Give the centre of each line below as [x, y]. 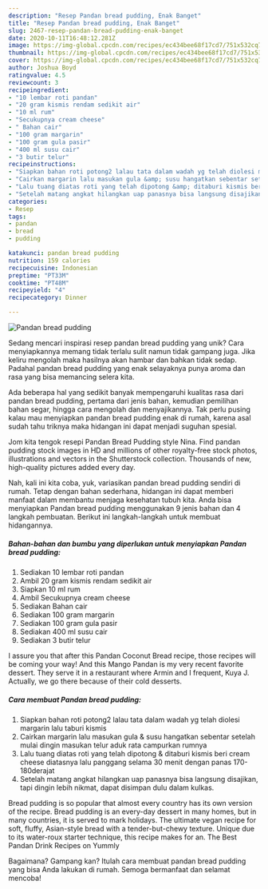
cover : [19, 61]
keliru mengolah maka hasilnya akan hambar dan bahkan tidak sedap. [123, 360]
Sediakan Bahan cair [53, 606]
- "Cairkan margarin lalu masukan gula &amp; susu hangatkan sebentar [128, 179]
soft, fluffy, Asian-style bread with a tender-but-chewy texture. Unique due [132, 828]
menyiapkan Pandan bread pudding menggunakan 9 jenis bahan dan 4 [124, 508]
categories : [28, 201]
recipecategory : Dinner [48, 298]
